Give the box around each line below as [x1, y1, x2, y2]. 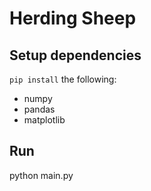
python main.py [9, 169, 74, 181]
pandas [23, 103, 56, 115]
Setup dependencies [9, 47, 142, 64]
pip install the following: [9, 73, 117, 85]
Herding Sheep [9, 7, 137, 30]
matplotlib [23, 114, 66, 126]
